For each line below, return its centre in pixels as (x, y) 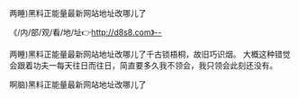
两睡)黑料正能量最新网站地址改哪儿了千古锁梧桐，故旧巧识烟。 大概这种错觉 (150, 54)
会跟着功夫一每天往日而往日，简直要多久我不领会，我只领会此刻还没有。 (143, 65)
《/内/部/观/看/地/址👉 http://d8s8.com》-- (86, 32)
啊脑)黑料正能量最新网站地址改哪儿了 (78, 85)
